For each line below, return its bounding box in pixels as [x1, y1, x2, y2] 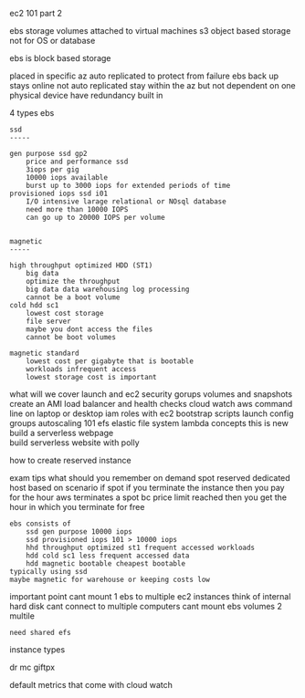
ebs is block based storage [9, 53, 111, 63]
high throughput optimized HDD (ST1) [9, 261, 153, 270]
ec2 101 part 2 [9, 8, 62, 18]
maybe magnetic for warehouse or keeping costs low [9, 575, 210, 584]
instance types [9, 644, 66, 655]
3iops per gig [26, 165, 79, 174]
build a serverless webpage [9, 428, 114, 438]
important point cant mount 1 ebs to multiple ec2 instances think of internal [9, 591, 291, 601]
